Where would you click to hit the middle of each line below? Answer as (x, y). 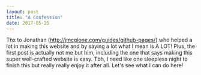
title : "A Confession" (34, 17)
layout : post (22, 12)
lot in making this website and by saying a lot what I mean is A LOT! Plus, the (101, 46)
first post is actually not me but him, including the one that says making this (100, 53)
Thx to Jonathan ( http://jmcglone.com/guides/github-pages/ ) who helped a (99, 40)
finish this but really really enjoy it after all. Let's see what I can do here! (95, 65)
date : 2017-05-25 (28, 23)
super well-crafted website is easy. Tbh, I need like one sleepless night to (97, 59)
